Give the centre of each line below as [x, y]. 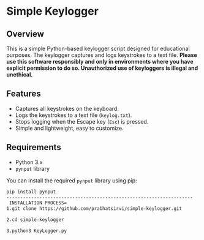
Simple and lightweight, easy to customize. [69, 128]
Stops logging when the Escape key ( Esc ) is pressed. [82, 121]
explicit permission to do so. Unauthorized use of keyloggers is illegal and [102, 68]
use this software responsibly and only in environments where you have [100, 62]
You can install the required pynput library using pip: [72, 180]
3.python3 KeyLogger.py [37, 231]
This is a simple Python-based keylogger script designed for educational [98, 48]
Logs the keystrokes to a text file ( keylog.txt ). [74, 115]
